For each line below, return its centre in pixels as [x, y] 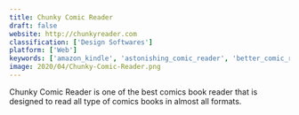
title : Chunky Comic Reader [61, 17]
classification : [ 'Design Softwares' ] [81, 42]
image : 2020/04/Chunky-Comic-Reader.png [85, 67]
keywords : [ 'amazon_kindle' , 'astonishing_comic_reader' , [119, 58]
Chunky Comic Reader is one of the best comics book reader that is [133, 92]
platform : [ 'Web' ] [43, 50]
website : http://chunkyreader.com [73, 34]
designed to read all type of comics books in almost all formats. [125, 101]
